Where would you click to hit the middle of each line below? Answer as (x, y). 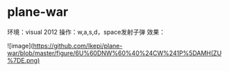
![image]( (20, 45)
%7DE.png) (24, 60)
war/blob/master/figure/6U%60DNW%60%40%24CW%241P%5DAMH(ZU (114, 53)
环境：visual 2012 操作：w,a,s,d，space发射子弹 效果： (86, 32)
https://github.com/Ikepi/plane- (78, 45)
